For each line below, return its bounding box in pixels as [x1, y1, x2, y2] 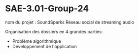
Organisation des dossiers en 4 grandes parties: [5, 28, 103, 34]
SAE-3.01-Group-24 [5, 3, 89, 14]
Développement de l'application [12, 43, 77, 49]
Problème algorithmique [12, 38, 62, 44]
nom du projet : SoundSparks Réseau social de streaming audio [5, 19, 135, 25]
